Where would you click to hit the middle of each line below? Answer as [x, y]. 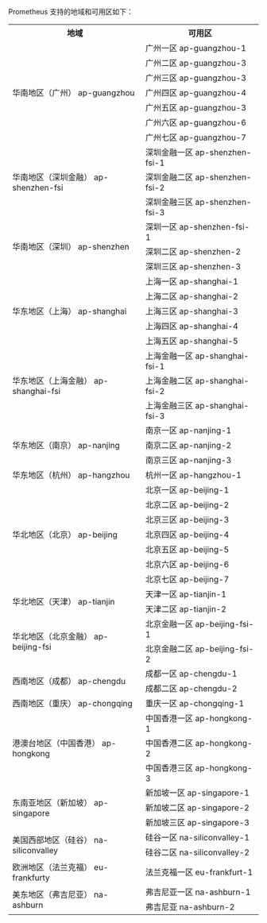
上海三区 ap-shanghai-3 [192, 311]
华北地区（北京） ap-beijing [65, 535]
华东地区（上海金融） [52, 381]
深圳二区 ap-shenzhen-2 [193, 251]
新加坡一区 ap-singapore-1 [197, 793]
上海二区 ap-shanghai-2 [192, 296]
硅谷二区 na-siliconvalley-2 [197, 852]
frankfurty [31, 878]
